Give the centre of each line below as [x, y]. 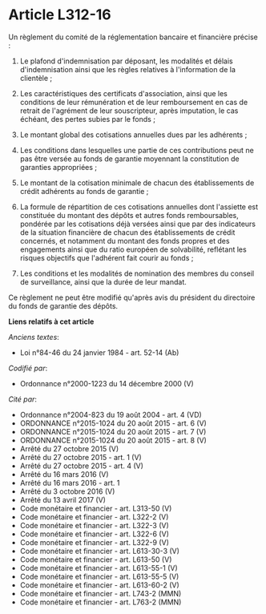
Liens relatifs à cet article [51, 321]
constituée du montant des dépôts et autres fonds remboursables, [129, 215]
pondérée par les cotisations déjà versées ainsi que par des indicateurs [138, 224]
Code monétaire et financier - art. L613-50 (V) [96, 559]
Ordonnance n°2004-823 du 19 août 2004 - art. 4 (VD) [111, 414]
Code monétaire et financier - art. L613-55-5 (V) [99, 576]
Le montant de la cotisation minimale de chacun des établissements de [137, 183]
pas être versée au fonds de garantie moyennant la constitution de [129, 159]
